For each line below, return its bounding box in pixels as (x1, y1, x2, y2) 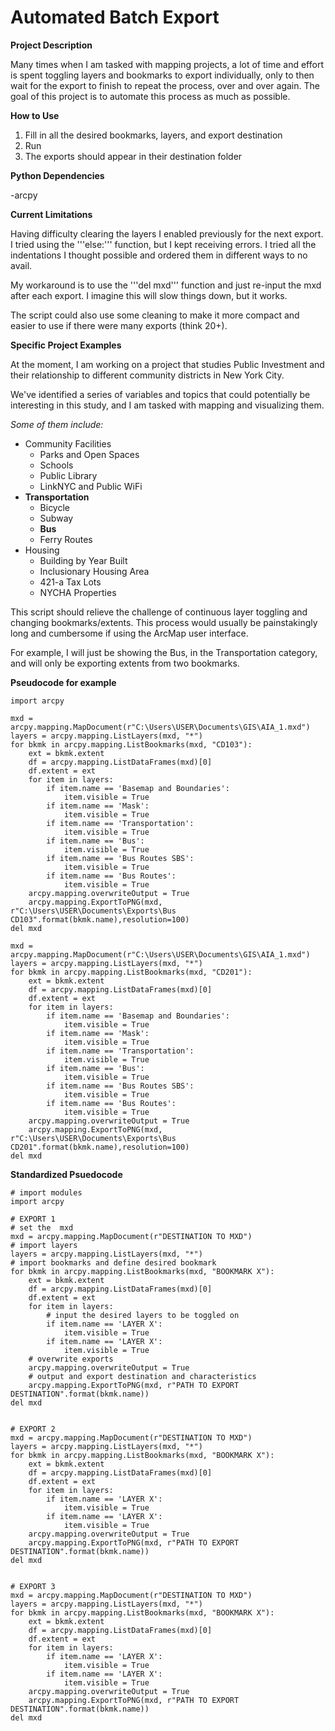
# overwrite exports (28, 1354, 114, 1364)
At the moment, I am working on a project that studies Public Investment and (10, 358, 325, 370)
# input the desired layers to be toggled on (46, 1310, 240, 1320)
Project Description (10, 39, 93, 51)
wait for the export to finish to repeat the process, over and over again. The (10, 79, 320, 91)
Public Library (39, 469, 98, 481)
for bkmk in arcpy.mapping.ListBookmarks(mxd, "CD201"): (10, 967, 253, 977)
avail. (10, 259, 33, 271)
